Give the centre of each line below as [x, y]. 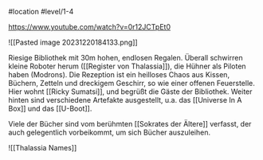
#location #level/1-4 [41, 12]
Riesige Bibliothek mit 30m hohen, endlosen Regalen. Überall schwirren [126, 58]
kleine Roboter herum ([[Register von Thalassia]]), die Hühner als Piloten [127, 66]
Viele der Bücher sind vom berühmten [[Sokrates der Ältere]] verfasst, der [130, 124]
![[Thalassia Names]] [43, 148]
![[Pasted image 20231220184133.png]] [73, 42]
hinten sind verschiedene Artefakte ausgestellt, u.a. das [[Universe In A [125, 100]
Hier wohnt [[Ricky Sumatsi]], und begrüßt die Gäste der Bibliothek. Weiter [130, 92]
